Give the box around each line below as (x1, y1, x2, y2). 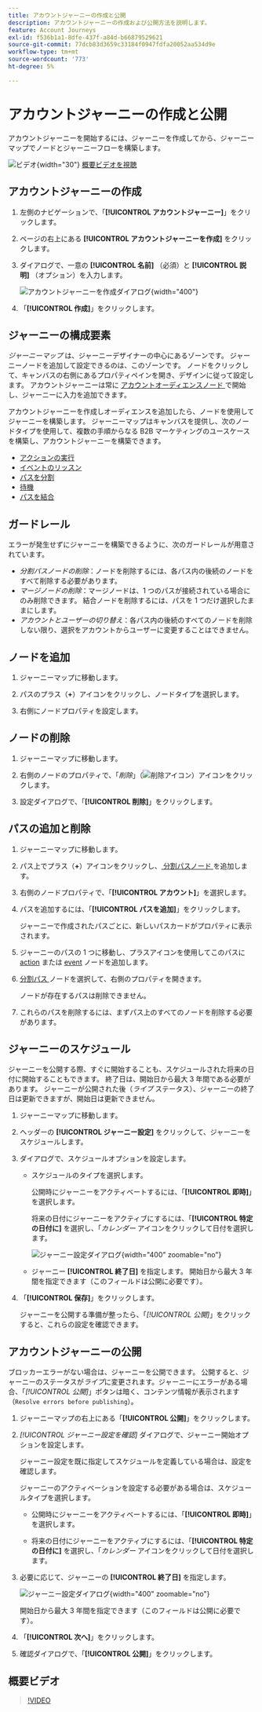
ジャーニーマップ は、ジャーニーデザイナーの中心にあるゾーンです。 (8, 351, 229, 360)
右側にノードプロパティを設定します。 (19, 706, 143, 715)
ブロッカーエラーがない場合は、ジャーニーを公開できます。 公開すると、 (8, 1367, 243, 1377)
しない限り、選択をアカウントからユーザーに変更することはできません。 (19, 625, 253, 635)
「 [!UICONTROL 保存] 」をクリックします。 (19, 1293, 159, 1303)
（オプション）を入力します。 (31, 270, 127, 280)
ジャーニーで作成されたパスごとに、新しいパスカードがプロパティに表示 (19, 920, 253, 931)
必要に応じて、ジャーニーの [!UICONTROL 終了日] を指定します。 (19, 1572, 231, 1582)
